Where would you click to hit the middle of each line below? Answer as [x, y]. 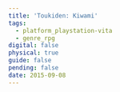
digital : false [34, 46]
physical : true [34, 53]
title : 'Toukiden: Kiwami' [53, 16]
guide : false [30, 61]
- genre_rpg [36, 38]
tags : [17, 23]
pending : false [34, 68]
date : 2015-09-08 [37, 75]
